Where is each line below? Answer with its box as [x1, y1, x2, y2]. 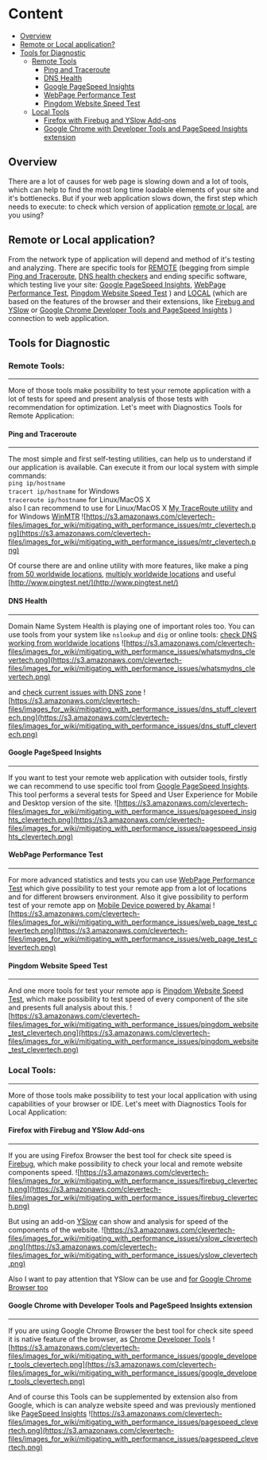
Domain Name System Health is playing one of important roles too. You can [8, 621, 255, 631]
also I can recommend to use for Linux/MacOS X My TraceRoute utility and [8, 504, 253, 513]
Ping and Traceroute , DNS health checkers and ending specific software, [8, 271, 248, 280]
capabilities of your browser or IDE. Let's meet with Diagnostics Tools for [8, 1099, 247, 1108]
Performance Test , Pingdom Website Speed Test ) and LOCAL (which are [8, 288, 248, 298]
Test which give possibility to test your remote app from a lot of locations [8, 883, 247, 894]
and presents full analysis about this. [8, 1002, 129, 1013]
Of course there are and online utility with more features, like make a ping [8, 561, 249, 570]
